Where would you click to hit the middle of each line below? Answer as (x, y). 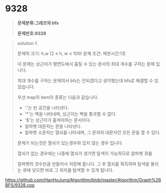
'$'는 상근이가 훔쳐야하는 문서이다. (58, 120)
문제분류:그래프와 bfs (38, 23)
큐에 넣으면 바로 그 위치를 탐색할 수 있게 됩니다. (68, 170)
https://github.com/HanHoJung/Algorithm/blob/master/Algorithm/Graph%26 (83, 180)
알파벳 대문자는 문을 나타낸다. (53, 126)
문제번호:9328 (32, 33)
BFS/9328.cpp (20, 185)
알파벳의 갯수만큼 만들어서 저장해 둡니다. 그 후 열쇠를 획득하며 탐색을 (83, 164)
